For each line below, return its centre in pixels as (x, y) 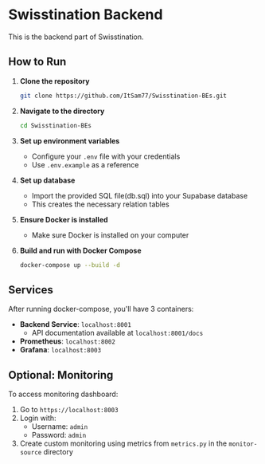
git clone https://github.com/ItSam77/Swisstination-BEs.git (123, 96)
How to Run (37, 62)
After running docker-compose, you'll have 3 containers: (101, 309)
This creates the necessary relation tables (100, 204)
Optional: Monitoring (61, 375)
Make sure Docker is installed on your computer (110, 235)
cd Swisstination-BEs (55, 125)
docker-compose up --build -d (70, 265)
